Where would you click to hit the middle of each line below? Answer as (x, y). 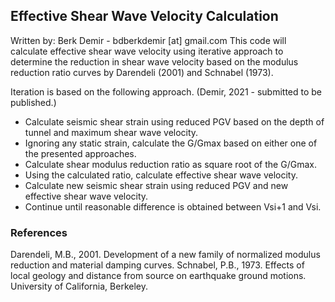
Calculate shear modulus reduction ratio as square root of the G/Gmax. (170, 164)
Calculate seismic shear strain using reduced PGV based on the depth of (174, 121)
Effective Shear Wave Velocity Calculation (144, 16)
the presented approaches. (80, 153)
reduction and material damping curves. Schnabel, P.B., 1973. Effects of (157, 265)
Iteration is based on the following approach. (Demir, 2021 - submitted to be (166, 91)
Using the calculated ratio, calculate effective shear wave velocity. (161, 175)
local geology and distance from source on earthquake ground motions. (158, 276)
